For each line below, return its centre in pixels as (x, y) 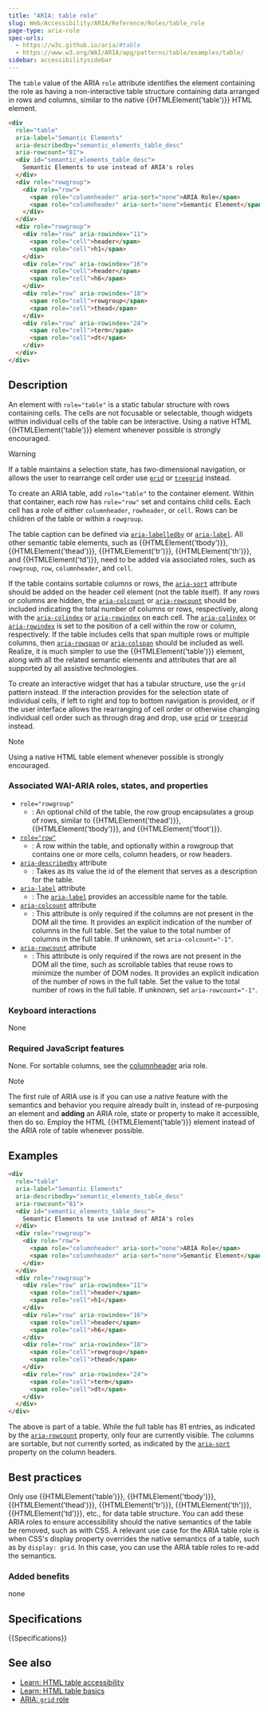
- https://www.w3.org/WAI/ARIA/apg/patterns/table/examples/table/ (130, 53)
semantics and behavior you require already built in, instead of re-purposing (134, 1105)
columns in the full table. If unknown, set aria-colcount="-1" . (132, 939)
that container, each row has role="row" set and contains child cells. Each (130, 501)
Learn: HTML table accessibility (72, 1682)
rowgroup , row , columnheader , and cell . (71, 568)
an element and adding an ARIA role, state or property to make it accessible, (134, 1114)
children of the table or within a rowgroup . (76, 519)
